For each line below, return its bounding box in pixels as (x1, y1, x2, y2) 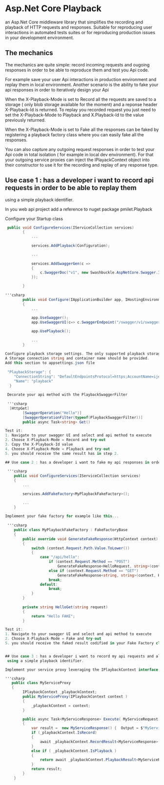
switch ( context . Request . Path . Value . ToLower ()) (31, 546, 130, 551)
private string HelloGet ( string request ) (22, 604, 108, 610)
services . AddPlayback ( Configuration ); (31, 243, 110, 248)
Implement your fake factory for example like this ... (5, 514, 119, 519)
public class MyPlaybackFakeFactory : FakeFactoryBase (14, 528, 128, 532)
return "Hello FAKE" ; (31, 614, 76, 618)
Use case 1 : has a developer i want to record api (5, 176, 154, 185)
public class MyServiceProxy (11, 680, 71, 685)
